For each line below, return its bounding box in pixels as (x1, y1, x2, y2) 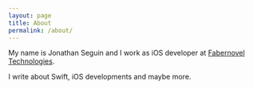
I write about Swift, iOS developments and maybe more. (8, 72, 192, 82)
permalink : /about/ (8, 26, 73, 34)
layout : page (8, 11, 52, 20)
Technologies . (8, 56, 55, 66)
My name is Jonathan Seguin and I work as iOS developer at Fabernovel (8, 48, 245, 58)
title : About (8, 19, 52, 27)
